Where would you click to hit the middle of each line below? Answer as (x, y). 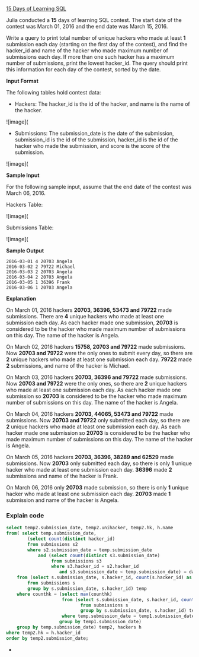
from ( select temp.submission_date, (51, 533)
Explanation (21, 299)
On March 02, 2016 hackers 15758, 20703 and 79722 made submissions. (96, 347)
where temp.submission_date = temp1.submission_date (128, 616)
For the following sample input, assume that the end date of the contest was (99, 187)
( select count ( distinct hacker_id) (71, 539)
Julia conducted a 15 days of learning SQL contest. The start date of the (94, 20)
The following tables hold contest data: (54, 92)
